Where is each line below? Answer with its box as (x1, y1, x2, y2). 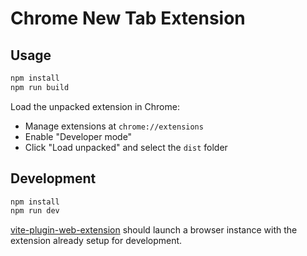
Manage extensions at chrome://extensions (24, 120, 204, 132)
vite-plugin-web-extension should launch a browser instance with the (10, 224, 298, 236)
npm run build (10, 82, 70, 92)
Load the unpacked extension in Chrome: (10, 100, 180, 112)
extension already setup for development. (10, 235, 183, 247)
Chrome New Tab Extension (10, 7, 246, 30)
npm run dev (10, 206, 60, 216)
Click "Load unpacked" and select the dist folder (24, 141, 228, 153)
